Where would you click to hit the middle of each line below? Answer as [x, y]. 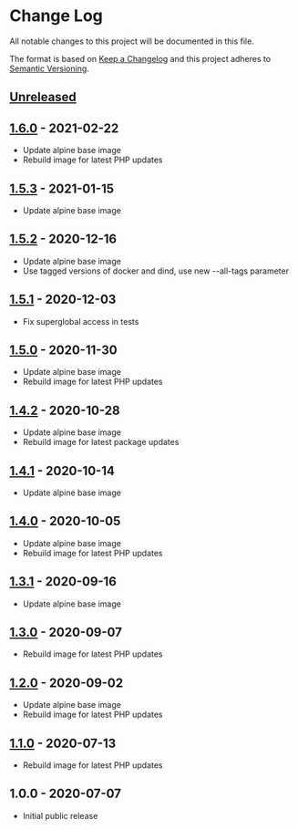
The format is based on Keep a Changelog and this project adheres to [140, 58]
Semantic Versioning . [49, 68]
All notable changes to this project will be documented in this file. [132, 41]
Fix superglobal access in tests [81, 321]
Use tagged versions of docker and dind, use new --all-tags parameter [156, 271]
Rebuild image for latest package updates [101, 442]
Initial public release [60, 815]
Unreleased [43, 97]
